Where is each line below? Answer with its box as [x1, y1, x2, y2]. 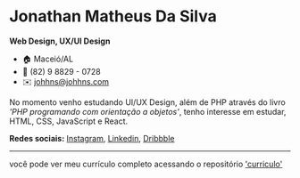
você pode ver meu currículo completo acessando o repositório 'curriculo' [9, 158, 283, 169]
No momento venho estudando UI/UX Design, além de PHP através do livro [9, 96, 286, 108]
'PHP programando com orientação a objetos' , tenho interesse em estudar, [9, 106, 287, 117]
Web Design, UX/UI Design [9, 36, 111, 46]
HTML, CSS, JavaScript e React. [9, 116, 128, 126]
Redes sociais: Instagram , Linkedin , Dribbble [9, 133, 175, 143]
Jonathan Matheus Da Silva [9, 6, 217, 27]
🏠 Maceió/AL [21, 53, 74, 64]
